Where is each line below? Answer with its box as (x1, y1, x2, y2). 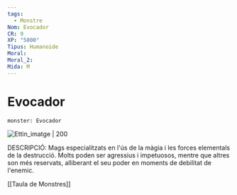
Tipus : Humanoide (7, 43, 59, 50)
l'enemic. (7, 166, 34, 174)
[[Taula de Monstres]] (7, 179, 71, 188)
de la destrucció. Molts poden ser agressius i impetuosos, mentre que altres (7, 150, 230, 160)
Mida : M (7, 63, 31, 70)
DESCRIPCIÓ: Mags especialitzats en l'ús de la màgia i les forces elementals (7, 143, 231, 152)
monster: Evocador (7, 117, 62, 124)
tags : (7, 10, 23, 18)
